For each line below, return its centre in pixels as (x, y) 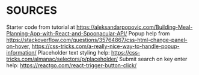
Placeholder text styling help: (74, 52)
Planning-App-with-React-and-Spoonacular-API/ (67, 33)
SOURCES (32, 10)
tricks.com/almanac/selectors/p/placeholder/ (62, 59)
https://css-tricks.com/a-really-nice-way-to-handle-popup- (106, 46)
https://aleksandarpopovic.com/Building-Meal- (134, 27)
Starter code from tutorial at (41, 27)
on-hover (17, 46)
